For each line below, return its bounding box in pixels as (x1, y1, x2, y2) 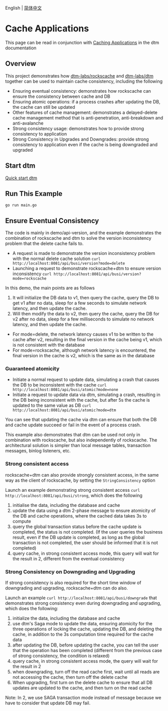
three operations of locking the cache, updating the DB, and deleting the (12, 626, 162, 632)
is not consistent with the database (12, 342, 85, 348)
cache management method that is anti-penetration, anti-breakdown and (12, 114, 163, 120)
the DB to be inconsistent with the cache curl (12, 382, 107, 388)
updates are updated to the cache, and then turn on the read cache (12, 685, 152, 691)
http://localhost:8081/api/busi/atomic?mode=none (12, 387, 119, 393)
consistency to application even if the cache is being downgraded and (12, 141, 158, 148)
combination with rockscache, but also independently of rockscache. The (5, 437, 157, 443)
